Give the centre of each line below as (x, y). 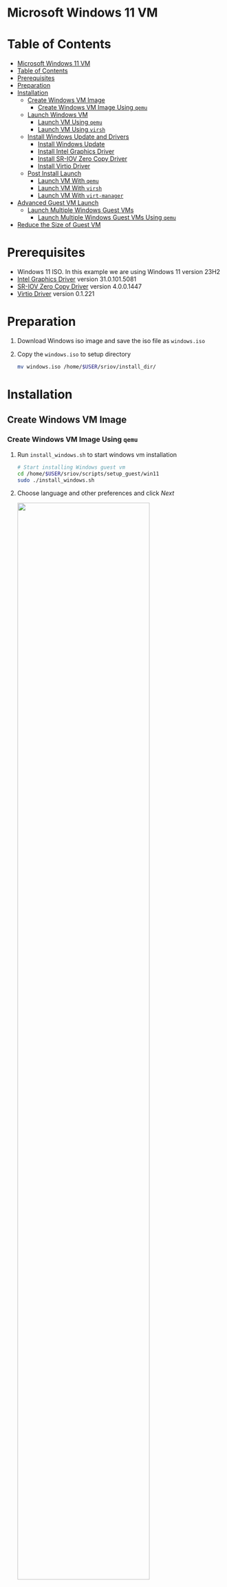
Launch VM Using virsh (71, 130)
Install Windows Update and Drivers (78, 137)
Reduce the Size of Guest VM (59, 225)
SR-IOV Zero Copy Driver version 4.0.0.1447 (79, 286)
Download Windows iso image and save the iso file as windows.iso (111, 341)
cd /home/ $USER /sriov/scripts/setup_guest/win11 (88, 474)
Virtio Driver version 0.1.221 (56, 294)
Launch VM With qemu (68, 181)
